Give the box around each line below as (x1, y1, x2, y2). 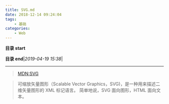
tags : (5, 17, 17, 22)
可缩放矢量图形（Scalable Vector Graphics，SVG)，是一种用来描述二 (17, 81, 160, 87)
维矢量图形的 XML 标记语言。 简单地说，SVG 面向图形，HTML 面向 (17, 87, 157, 93)
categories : (5, 26, 30, 31)
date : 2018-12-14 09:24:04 (5, 12, 62, 17)
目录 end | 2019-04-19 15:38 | (5, 56, 63, 62)
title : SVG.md (5, 7, 35, 13)
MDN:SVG (17, 71, 39, 76)
